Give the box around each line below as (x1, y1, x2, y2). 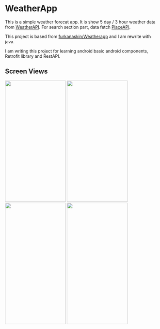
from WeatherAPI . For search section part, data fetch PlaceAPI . (5, 24, 131, 30)
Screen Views (5, 67, 48, 76)
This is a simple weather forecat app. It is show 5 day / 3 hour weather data (5, 19, 156, 25)
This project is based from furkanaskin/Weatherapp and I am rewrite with (5, 33, 151, 39)
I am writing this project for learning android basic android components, (5, 48, 148, 54)
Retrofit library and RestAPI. (5, 53, 61, 59)
